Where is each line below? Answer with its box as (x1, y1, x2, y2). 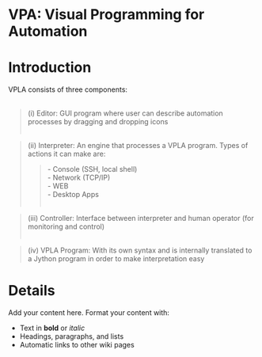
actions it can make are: (27, 149, 106, 159)
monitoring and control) (27, 222, 105, 231)
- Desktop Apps (47, 190, 99, 199)
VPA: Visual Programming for (8, 6, 205, 24)
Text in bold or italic (19, 323, 85, 333)
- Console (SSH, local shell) (47, 165, 138, 174)
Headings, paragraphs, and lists (19, 332, 124, 341)
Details (8, 282, 55, 300)
